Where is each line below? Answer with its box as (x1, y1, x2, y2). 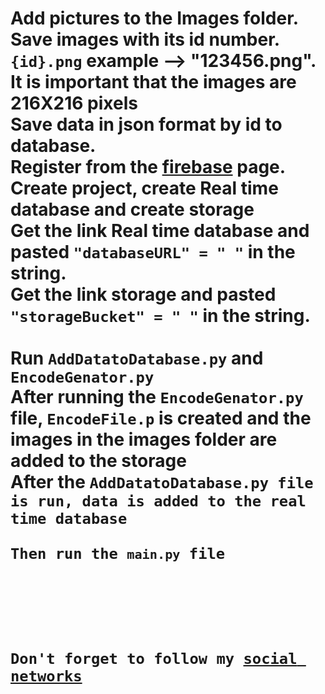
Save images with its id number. (10, 28, 280, 51)
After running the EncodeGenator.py (10, 386, 304, 409)
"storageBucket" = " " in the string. (10, 305, 311, 327)
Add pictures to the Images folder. (10, 7, 300, 30)
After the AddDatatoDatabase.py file (10, 471, 314, 494)
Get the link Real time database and (10, 220, 310, 242)
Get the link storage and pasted (10, 283, 277, 306)
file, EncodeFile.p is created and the (10, 407, 312, 430)
